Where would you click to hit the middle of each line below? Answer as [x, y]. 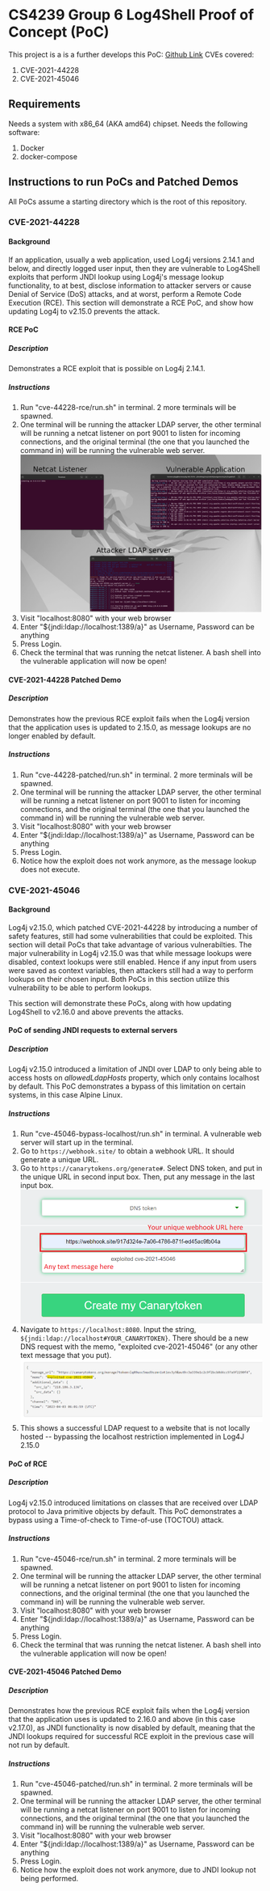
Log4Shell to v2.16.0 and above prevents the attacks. [96, 1012]
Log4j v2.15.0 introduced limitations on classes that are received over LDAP [133, 1503]
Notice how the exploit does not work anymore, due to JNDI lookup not [138, 1870]
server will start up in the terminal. [77, 1143]
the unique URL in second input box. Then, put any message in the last [137, 1177]
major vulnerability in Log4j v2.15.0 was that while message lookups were [130, 953]
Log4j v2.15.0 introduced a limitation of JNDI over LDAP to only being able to [135, 1069]
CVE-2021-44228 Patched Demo [65, 679]
